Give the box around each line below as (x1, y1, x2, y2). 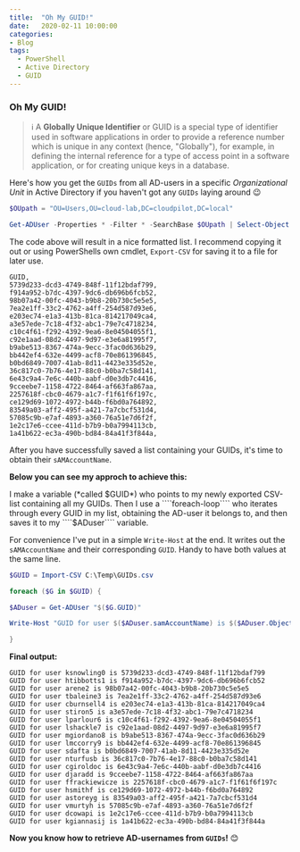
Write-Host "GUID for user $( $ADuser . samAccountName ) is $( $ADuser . (9, 619, 270, 628)
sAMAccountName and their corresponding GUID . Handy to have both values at (9, 544, 287, 555)
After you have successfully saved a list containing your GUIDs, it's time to (9, 444, 283, 455)
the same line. (9, 553, 61, 564)
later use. (9, 255, 44, 266)
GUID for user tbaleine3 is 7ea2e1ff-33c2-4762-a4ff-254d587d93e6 (9, 692, 262, 701)
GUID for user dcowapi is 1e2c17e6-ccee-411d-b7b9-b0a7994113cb (9, 809, 254, 818)
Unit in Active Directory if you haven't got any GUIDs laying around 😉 (9, 187, 262, 197)
